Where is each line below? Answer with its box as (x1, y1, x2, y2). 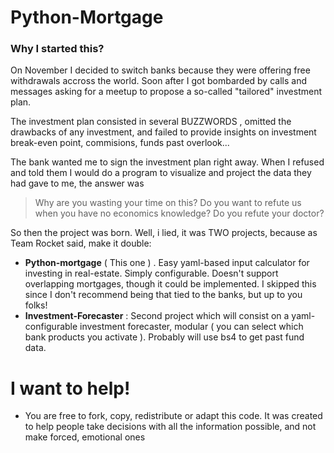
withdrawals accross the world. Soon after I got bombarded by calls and (10, 75, 307, 87)
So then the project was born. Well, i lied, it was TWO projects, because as (10, 227, 318, 239)
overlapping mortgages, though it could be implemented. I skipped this (24, 278, 317, 290)
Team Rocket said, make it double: (10, 237, 152, 250)
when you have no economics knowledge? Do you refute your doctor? (34, 207, 325, 220)
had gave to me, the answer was (10, 177, 145, 190)
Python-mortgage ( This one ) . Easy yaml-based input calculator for (24, 257, 310, 269)
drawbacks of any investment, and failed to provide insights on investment (10, 126, 317, 138)
